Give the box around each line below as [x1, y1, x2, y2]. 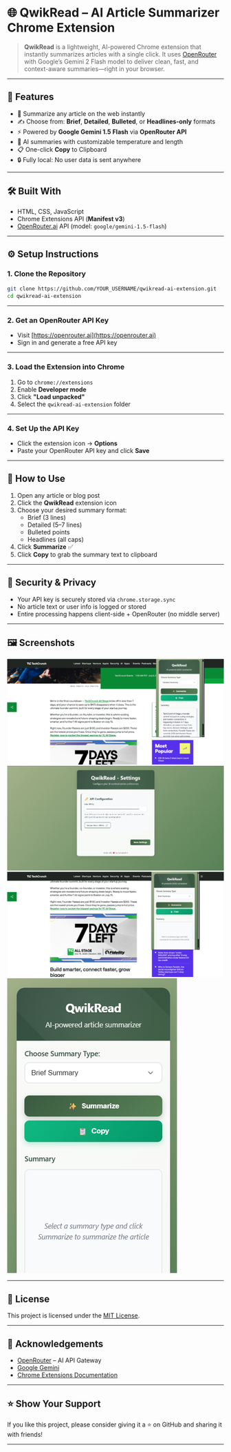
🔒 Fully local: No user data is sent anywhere [16, 155, 142, 163]
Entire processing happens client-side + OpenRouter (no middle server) [16, 609, 220, 618]
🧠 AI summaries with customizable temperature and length [16, 137, 184, 145]
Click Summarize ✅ [16, 543, 74, 551]
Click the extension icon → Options [16, 439, 118, 447]
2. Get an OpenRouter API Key [7, 315, 109, 325]
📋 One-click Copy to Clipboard [16, 145, 107, 153]
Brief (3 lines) [27, 513, 67, 521]
